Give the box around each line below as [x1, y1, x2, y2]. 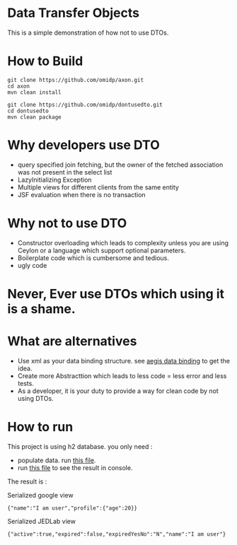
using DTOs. [17, 394, 54, 402]
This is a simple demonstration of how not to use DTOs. [7, 28, 169, 37]
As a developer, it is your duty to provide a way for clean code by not [17, 387, 219, 395]
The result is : [7, 477, 47, 486]
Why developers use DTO [7, 137, 161, 153]
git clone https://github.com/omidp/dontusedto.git [7, 101, 163, 108]
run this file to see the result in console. [17, 463, 133, 471]
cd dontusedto [7, 107, 50, 115]
